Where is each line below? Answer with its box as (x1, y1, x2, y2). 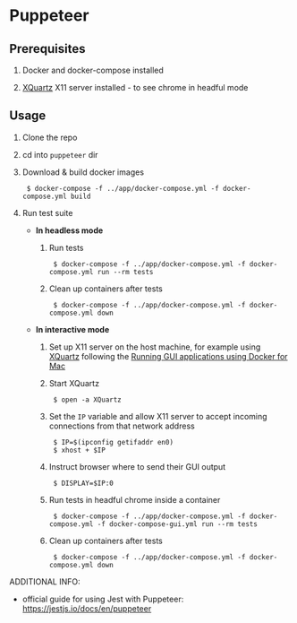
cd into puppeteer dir (21, 149, 98, 160)
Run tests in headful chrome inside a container (48, 494, 221, 505)
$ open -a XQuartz (53, 395, 123, 404)
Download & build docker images (21, 167, 145, 177)
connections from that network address (48, 420, 195, 431)
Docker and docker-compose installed (21, 65, 164, 75)
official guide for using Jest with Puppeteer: (21, 593, 184, 604)
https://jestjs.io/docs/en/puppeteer (21, 602, 152, 614)
